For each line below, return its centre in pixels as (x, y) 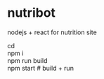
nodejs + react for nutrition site (52, 32)
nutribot (32, 13)
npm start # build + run (40, 68)
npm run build (27, 60)
